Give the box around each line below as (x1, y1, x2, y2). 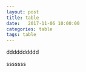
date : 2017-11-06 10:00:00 (6, 20, 80, 26)
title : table (6, 15, 39, 21)
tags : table (6, 32, 36, 38)
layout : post (6, 9, 39, 15)
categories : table (6, 26, 53, 32)
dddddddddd (6, 48, 39, 56)
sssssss (6, 60, 26, 68)
